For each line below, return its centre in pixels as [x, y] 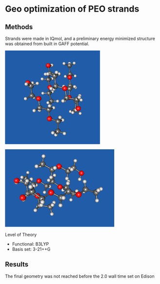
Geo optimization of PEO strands [72, 9]
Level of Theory [21, 235]
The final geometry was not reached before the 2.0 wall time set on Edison [80, 276]
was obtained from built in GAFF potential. [47, 44]
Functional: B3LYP [30, 244]
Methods [19, 27]
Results [17, 264]
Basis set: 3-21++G [31, 249]
